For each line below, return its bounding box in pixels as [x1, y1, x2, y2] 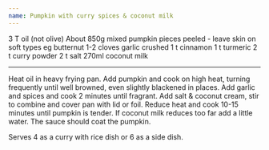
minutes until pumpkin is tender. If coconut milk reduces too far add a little [8, 107, 254, 117]
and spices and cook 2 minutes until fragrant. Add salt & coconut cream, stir [8, 91, 259, 100]
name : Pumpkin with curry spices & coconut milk [8, 11, 174, 20]
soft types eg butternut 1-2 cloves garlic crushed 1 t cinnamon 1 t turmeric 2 [8, 42, 258, 52]
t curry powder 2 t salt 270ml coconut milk [8, 51, 149, 60]
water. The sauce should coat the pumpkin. [8, 116, 151, 126]
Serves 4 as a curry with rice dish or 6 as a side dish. [8, 132, 184, 141]
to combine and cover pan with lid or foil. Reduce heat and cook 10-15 [8, 99, 239, 109]
